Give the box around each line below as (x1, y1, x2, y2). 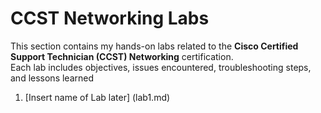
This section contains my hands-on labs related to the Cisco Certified (10, 40, 299, 52)
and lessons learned (10, 72, 95, 84)
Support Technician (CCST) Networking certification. (10, 50, 234, 62)
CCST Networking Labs (10, 7, 210, 30)
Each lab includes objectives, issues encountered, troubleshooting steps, (10, 61, 312, 73)
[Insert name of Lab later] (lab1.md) (24, 91, 171, 103)
